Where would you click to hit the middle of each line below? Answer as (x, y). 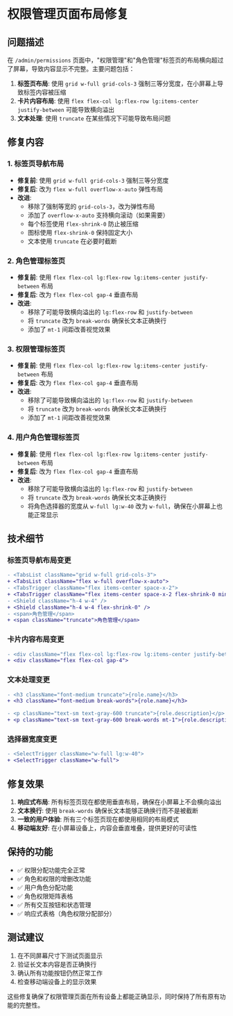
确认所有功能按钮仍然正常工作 (60, 973)
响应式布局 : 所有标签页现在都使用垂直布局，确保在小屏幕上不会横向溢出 (119, 802)
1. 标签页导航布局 (36, 164)
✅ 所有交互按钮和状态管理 (54, 905)
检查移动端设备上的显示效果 (57, 981)
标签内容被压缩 (45, 92)
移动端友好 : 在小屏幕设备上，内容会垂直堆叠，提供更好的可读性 (107, 828)
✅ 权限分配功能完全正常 (51, 870)
